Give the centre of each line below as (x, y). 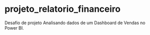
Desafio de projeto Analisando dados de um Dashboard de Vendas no (75, 23)
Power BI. (14, 28)
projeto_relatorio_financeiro (62, 9)
